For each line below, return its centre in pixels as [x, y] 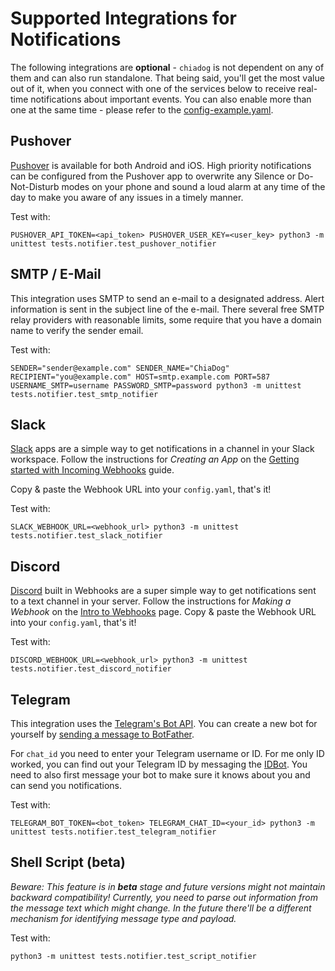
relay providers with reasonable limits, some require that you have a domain [166, 319]
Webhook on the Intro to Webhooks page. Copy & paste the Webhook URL [163, 612]
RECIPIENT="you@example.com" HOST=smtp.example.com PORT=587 [140, 377]
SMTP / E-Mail [56, 274]
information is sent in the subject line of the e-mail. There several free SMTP [167, 309]
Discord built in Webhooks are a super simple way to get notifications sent [163, 591]
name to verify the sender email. [77, 330]
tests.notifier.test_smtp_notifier [84, 394]
